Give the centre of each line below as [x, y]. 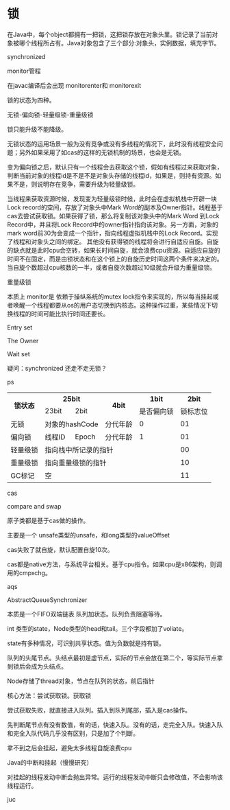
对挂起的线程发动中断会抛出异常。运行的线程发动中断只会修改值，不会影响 [112, 777]
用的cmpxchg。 [29, 572]
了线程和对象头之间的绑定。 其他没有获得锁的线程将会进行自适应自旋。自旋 [113, 242]
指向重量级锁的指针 [76, 463]
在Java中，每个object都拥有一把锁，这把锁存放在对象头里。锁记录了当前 [110, 34]
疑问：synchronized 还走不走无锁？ [57, 368]
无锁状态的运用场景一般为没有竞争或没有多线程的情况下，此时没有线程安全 [112, 143]
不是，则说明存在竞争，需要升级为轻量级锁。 [76, 184]
